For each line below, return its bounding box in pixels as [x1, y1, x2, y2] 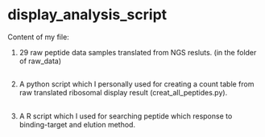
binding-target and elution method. [19, 119, 136, 129]
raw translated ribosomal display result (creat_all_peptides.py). [19, 88, 228, 98]
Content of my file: [7, 32, 69, 42]
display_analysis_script [7, 6, 168, 24]
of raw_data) [19, 56, 62, 66]
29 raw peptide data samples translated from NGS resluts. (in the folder [19, 47, 257, 57]
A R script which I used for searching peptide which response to [19, 111, 233, 121]
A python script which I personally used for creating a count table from [19, 79, 255, 89]
